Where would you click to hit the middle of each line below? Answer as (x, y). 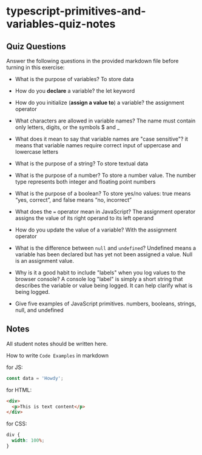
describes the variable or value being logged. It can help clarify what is (104, 285)
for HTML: (19, 390)
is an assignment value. (45, 261)
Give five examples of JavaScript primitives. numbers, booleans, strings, (106, 304)
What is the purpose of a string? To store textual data (82, 164)
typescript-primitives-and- (76, 11)
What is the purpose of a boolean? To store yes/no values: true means (103, 193)
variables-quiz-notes (61, 24)
